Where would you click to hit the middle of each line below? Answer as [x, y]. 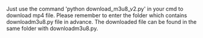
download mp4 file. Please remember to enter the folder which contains [97, 15]
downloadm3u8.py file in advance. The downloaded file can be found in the [102, 22]
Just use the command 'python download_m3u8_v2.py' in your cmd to [95, 9]
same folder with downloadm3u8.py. [52, 28]
